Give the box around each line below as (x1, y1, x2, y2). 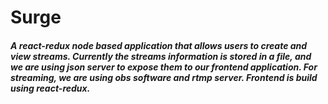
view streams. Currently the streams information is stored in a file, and (10, 50, 312, 62)
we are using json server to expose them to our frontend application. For (10, 61, 318, 73)
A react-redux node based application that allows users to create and (10, 39, 308, 51)
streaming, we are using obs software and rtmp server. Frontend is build (10, 71, 318, 83)
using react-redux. (10, 82, 91, 94)
